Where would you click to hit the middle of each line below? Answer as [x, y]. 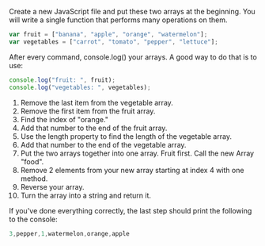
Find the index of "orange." [64, 119]
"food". [32, 161]
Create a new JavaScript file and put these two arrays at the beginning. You [132, 12]
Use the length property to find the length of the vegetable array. [126, 136]
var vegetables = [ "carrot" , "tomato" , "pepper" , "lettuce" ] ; [114, 42]
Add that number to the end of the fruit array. [94, 128]
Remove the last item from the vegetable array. [97, 102]
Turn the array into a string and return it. [86, 195]
